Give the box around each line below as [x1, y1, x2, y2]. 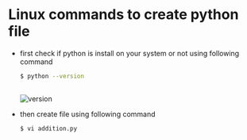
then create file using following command [19, 109, 156, 119]
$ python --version [19, 72, 85, 80]
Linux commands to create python [8, 6, 239, 24]
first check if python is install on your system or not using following [19, 48, 240, 58]
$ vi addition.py [19, 124, 78, 132]
